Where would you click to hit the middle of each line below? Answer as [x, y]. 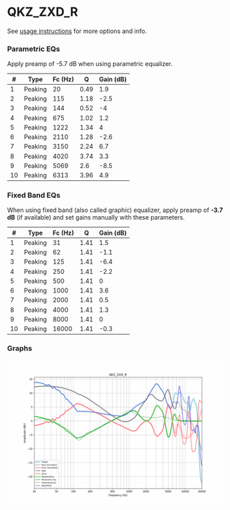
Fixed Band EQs [34, 195]
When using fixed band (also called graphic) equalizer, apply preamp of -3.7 [115, 210]
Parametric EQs [34, 49]
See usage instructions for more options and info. [77, 31]
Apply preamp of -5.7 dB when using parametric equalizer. [90, 64]
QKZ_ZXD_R [43, 12]
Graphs [20, 348]
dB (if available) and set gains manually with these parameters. [96, 217]
